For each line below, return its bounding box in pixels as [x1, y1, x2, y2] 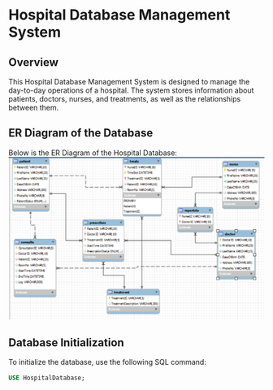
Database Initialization [8, 336, 124, 349]
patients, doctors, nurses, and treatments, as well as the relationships [8, 94, 241, 103]
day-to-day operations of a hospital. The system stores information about [8, 85, 254, 95]
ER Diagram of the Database [8, 126, 154, 140]
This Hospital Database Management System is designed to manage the [8, 77, 250, 86]
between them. [8, 103, 59, 112]
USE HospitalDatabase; [8, 374, 85, 383]
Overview [8, 55, 59, 69]
